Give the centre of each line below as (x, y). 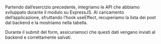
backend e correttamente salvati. (39, 37)
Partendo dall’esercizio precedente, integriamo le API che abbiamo (72, 7)
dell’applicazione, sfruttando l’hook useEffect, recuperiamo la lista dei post (80, 17)
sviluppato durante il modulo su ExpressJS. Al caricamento (65, 12)
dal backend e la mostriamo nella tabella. (46, 22)
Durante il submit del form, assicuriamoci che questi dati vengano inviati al (80, 32)
